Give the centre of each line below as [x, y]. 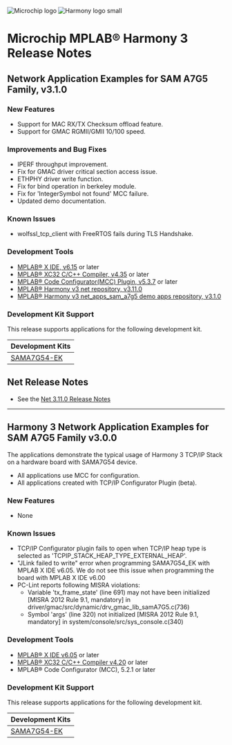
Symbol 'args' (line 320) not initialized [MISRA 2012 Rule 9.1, [113, 615]
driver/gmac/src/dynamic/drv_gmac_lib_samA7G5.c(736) [108, 607]
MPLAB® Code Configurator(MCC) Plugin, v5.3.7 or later [97, 281]
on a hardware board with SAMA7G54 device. [72, 462]
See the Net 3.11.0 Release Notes [64, 399]
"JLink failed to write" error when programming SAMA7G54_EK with [114, 563]
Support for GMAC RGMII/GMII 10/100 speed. [81, 131]
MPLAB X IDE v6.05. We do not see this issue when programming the [115, 570]
